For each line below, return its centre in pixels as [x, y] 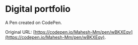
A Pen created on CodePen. [34, 22]
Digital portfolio [38, 9]
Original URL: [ [20, 32]
